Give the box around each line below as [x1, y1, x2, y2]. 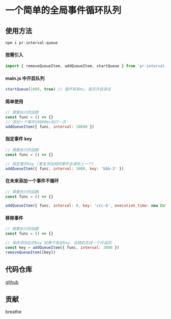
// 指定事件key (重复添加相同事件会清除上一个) [5, 161, 94, 166]
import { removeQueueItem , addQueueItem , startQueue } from [5, 64, 136, 69]
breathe [5, 309, 22, 315]
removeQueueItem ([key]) [5, 250, 56, 255]
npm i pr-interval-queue [5, 40, 58, 45]
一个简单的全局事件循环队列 [5, 5, 122, 16]
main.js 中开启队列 [5, 75, 45, 81]
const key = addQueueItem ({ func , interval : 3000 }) [5, 245, 120, 250]
